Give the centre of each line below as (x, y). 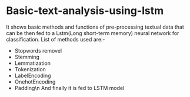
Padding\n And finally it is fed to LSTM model (69, 88)
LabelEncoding (33, 75)
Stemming (27, 57)
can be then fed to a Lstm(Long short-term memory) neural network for (93, 33)
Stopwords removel (38, 50)
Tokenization (30, 69)
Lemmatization (33, 63)
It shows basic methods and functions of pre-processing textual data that (95, 27)
